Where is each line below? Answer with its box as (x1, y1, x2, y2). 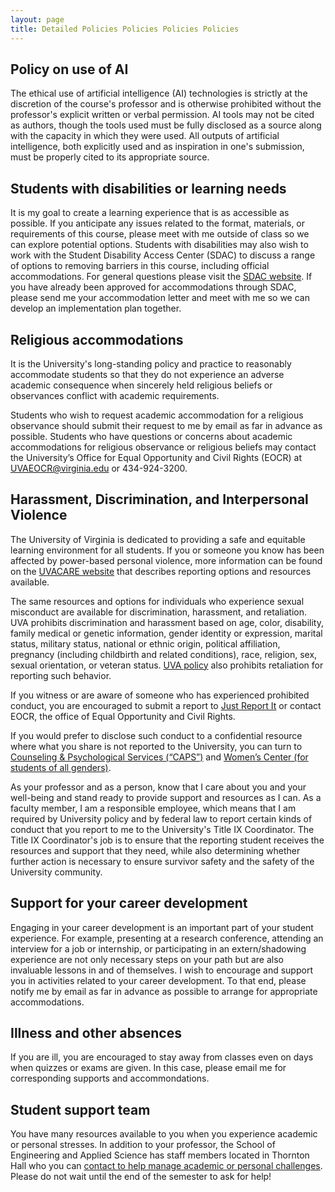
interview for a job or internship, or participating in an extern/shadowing (10, 942, 307, 955)
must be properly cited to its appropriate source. (10, 151, 210, 163)
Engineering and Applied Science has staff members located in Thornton (10, 1149, 310, 1161)
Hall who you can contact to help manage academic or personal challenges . (10, 1160, 323, 1172)
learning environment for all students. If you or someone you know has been (10, 544, 325, 556)
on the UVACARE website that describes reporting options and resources (10, 565, 312, 577)
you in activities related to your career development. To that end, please (10, 974, 307, 986)
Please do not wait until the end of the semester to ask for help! (10, 1171, 272, 1183)
